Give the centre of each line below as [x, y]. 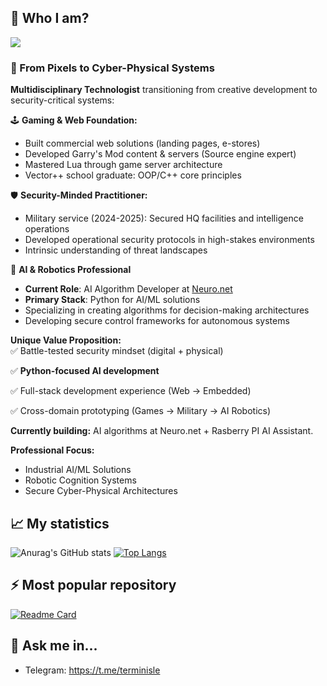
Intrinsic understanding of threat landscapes [116, 250]
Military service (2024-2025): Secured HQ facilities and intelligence [164, 218]
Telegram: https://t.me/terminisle [92, 670]
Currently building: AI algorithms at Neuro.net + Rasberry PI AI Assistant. [162, 431]
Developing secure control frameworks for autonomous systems [157, 321]
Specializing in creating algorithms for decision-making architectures [167, 310]
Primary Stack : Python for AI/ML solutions [112, 300]
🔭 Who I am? [50, 18]
